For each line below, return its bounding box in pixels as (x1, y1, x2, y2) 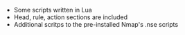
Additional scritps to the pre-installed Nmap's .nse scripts (13, 21, 179, 28)
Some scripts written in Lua (13, 6, 92, 14)
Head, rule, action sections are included (13, 13, 128, 21)
